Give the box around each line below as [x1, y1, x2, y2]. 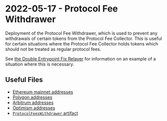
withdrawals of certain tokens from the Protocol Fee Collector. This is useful [5, 35, 162, 41]
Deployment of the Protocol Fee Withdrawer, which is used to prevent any [5, 30, 158, 36]
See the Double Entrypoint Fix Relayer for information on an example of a [5, 55, 156, 61]
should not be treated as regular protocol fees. [5, 46, 101, 52]
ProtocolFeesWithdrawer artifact [12, 110, 78, 116]
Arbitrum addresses [12, 99, 54, 105]
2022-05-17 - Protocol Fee [5, 3, 118, 14]
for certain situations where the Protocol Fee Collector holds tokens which [5, 40, 158, 46]
